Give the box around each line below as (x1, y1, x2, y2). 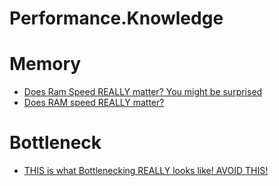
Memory (9, 53, 82, 76)
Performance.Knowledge (9, 7, 224, 30)
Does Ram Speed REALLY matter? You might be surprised (23, 86, 263, 98)
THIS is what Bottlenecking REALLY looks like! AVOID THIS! (23, 165, 269, 177)
